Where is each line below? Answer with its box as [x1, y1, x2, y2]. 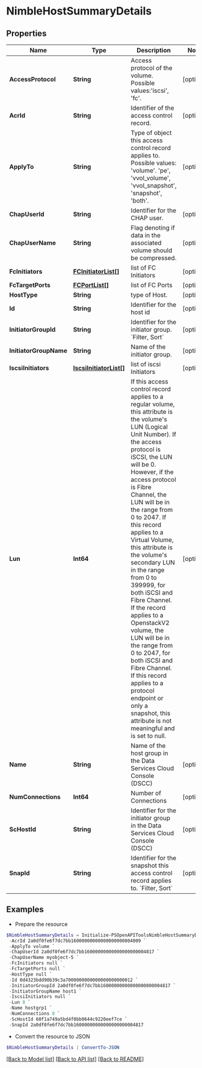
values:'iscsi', [130, 86, 170, 95]
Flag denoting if [130, 224, 176, 232]
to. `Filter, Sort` [130, 884, 173, 892]
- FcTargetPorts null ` [8, 966, 66, 972]
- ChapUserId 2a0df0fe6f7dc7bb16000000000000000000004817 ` [8, 949, 161, 955]
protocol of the [130, 64, 173, 72]
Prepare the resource [14, 920, 68, 927]
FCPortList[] [73, 281, 109, 289]
